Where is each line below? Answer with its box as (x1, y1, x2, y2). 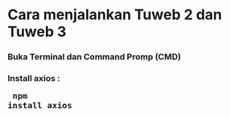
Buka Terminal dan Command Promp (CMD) (7, 51, 182, 63)
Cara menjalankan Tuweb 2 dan (7, 6, 223, 24)
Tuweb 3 (7, 22, 67, 41)
